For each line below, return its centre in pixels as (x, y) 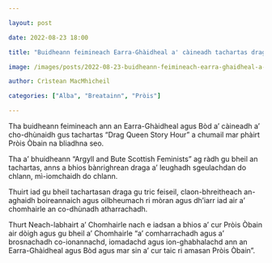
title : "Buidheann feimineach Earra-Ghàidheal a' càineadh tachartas (128, 52)
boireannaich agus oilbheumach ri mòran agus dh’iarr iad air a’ (141, 200)
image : (19, 67)
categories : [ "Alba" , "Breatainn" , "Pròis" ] (85, 96)
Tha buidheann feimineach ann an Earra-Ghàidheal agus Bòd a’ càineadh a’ (134, 126)
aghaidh (22, 200)
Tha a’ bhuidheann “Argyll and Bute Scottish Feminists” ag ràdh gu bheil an (133, 159)
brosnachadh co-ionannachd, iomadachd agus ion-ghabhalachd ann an (128, 242)
